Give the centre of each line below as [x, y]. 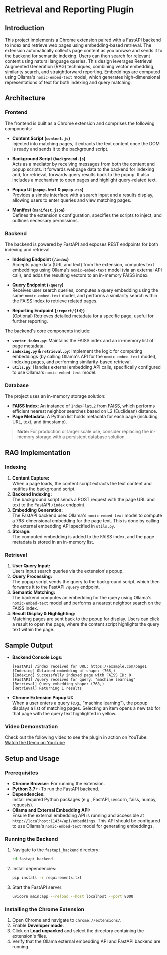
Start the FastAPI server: [38, 887]
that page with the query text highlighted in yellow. [64, 714]
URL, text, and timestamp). [40, 422]
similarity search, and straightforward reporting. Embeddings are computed [83, 72]
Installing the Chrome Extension [45, 909]
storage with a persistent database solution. [81, 437]
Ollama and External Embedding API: [51, 810]
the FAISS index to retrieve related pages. [55, 301]
